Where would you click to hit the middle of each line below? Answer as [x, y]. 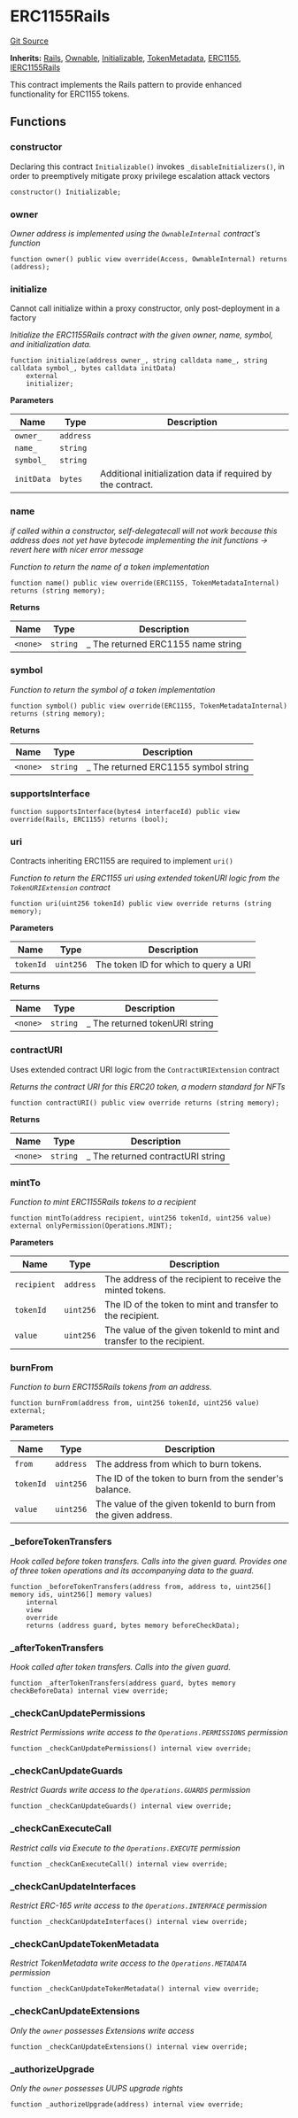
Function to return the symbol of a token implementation [113, 689]
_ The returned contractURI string [156, 1156]
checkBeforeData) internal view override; [89, 1691]
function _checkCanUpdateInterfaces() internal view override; [129, 1922]
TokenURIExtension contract [61, 888]
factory [23, 318]
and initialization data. [51, 345]
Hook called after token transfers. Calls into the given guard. [120, 1666]
